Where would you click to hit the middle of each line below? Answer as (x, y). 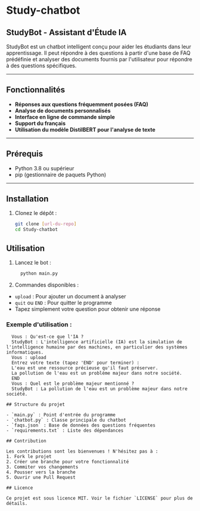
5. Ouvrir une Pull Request (41, 478)
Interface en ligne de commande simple (65, 117)
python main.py (39, 273)
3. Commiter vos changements (42, 467)
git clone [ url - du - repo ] (46, 224)
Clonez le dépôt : (36, 213)
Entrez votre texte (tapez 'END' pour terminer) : (76, 363)
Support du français (40, 123)
